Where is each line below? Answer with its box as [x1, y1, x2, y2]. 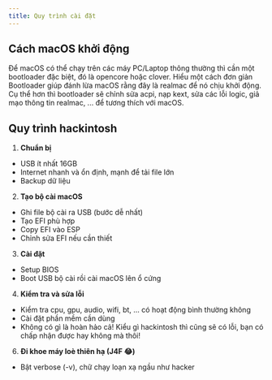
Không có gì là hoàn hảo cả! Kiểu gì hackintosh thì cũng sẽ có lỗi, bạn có [19, 322, 264, 332]
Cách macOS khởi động [8, 42, 130, 56]
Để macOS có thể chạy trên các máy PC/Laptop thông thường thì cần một [8, 63, 255, 73]
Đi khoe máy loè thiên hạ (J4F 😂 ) [19, 347, 136, 356]
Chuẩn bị [19, 143, 52, 153]
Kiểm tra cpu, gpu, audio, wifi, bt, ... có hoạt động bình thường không [19, 305, 252, 315]
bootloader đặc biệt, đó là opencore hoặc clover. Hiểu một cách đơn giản [8, 72, 253, 82]
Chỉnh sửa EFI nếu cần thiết [19, 233, 113, 244]
